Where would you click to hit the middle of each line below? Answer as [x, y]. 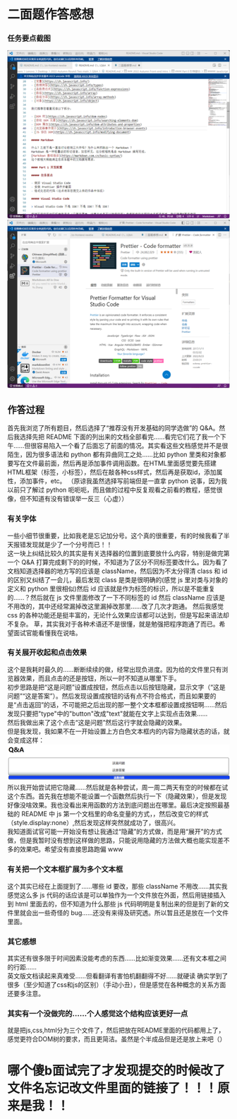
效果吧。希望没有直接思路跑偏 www [71, 849]
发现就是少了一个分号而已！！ [69, 544]
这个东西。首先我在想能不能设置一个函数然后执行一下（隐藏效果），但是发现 [117, 796]
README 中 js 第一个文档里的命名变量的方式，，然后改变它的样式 [115, 814]
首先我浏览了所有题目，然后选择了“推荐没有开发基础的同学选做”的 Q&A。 [113, 428]
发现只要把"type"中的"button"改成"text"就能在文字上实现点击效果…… [108, 714]
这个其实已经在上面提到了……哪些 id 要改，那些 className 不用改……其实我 [117, 886]
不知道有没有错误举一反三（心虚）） [77, 499]
